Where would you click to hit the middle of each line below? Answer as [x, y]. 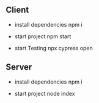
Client [17, 10]
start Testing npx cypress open [53, 48]
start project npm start [43, 36]
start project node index [45, 93]
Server [19, 67]
